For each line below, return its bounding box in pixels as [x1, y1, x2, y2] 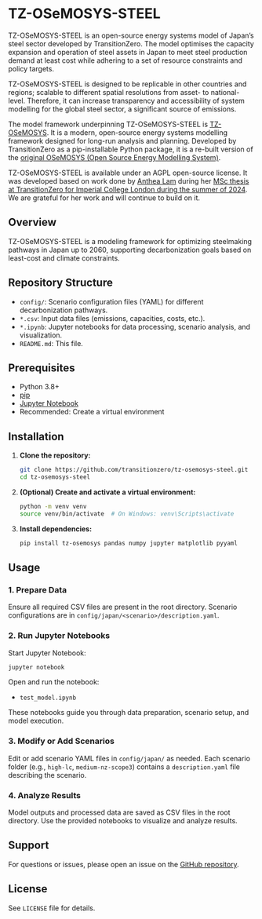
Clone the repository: [19, 450, 91, 460]
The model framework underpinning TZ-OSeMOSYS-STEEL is [8, 119, 209, 129]
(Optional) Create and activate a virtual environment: [19, 487, 196, 497]
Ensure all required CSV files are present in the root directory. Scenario [8, 602, 238, 612]
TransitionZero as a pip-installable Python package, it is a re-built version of [8, 144, 253, 154]
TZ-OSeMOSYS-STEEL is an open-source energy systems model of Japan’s [8, 31, 254, 40]
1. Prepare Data [8, 584, 67, 595]
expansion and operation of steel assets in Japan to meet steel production [8, 47, 248, 57]
